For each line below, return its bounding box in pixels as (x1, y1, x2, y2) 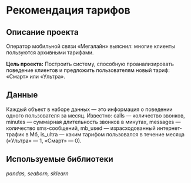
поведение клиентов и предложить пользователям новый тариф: (6, 67, 170, 74)
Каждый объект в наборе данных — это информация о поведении (6, 106, 173, 113)
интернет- (156, 125, 182, 132)
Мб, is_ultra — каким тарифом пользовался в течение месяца (29, 130, 185, 138)
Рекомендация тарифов (6, 4, 130, 17)
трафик (6, 130, 25, 138)
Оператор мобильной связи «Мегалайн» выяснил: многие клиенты (6, 43, 175, 50)
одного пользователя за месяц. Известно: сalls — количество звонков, (6, 112, 185, 119)
